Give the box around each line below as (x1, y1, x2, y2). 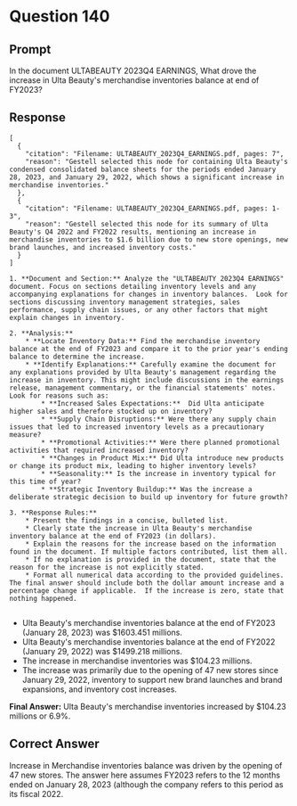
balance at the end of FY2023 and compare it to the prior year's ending (9, 344, 289, 353)
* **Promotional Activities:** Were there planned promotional (41, 438, 280, 447)
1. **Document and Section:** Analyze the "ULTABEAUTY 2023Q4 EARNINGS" (9, 274, 285, 283)
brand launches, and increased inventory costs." (9, 243, 197, 251)
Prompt (9, 42, 52, 57)
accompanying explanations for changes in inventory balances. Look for (9, 290, 289, 299)
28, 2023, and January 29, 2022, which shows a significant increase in (9, 172, 285, 182)
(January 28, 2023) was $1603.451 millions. (21, 627, 183, 637)
